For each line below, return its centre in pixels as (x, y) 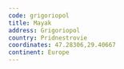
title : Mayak (30, 23)
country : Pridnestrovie (48, 38)
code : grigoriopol (39, 15)
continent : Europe (39, 52)
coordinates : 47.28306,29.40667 (62, 45)
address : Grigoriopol (44, 30)
